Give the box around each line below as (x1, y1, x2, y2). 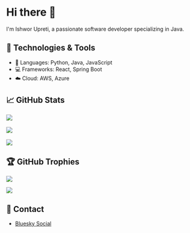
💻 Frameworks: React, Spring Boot (14, 66, 102, 73)
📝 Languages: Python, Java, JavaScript (14, 58, 112, 66)
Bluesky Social (14, 220, 52, 228)
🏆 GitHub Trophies (6, 157, 80, 167)
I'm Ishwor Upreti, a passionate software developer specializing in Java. (6, 25, 185, 33)
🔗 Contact (6, 204, 44, 214)
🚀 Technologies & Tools (6, 43, 96, 53)
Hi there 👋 (6, 5, 56, 19)
